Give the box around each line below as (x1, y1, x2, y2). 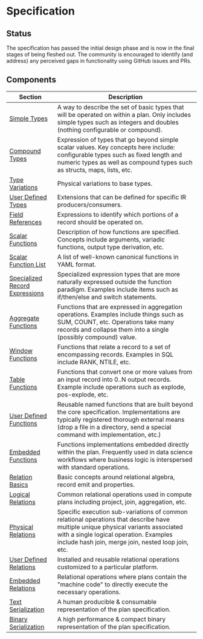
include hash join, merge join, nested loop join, (57, 537, 189, 546)
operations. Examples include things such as (57, 310, 184, 318)
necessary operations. (57, 588, 121, 596)
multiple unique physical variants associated (57, 522, 183, 531)
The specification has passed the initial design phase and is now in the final (6, 44, 195, 51)
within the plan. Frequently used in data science (57, 448, 193, 456)
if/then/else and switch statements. (57, 292, 157, 301)
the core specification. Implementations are (57, 407, 181, 416)
